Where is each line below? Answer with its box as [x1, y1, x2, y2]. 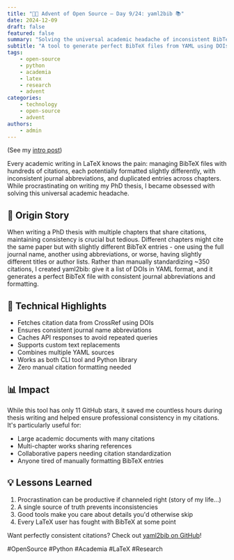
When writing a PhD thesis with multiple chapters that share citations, [7, 228, 207, 236]
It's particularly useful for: [7, 421, 81, 429]
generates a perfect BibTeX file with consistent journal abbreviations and [7, 273, 216, 281]
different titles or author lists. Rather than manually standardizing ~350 [7, 257, 210, 266]
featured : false [7, 29, 54, 37]
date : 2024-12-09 [7, 17, 58, 24]
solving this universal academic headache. [7, 189, 130, 197]
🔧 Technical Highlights [7, 300, 107, 312]
